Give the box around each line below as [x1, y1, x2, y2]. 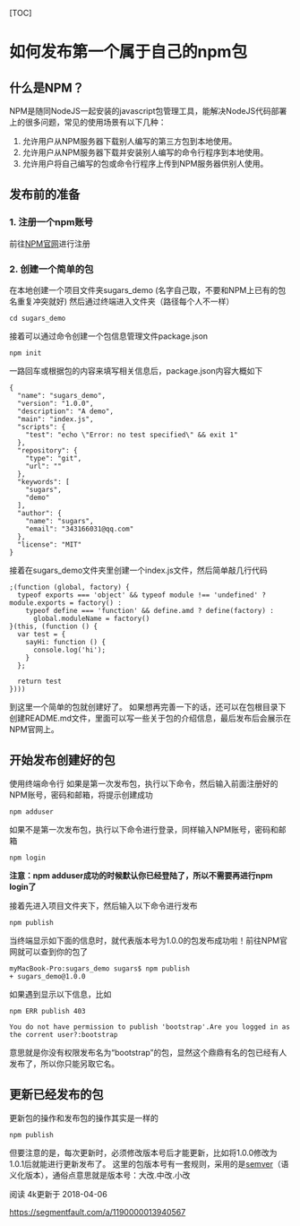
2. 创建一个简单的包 [9, 263, 94, 275]
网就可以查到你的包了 [9, 945, 88, 957]
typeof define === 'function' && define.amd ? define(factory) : [25, 606, 275, 615]
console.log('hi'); [32, 645, 106, 654]
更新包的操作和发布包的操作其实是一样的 [9, 1112, 159, 1123]
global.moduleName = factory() [32, 614, 150, 623]
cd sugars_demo [9, 314, 66, 323]
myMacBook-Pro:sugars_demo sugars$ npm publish [9, 963, 191, 973]
